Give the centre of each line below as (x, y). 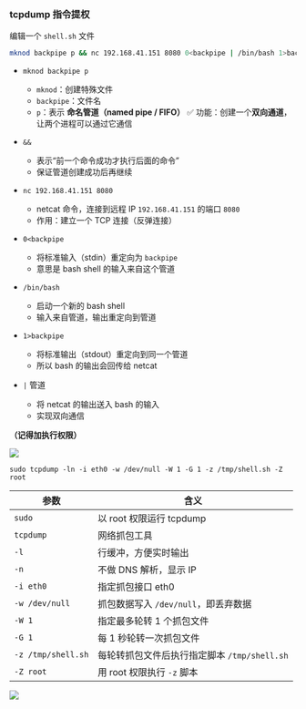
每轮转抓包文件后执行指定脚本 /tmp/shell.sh (193, 655)
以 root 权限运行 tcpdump (152, 519)
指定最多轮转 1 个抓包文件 (153, 622)
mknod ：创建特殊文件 (75, 89)
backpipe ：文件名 (69, 101)
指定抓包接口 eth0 (136, 587)
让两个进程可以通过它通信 (84, 124)
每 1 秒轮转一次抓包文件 (148, 638)
